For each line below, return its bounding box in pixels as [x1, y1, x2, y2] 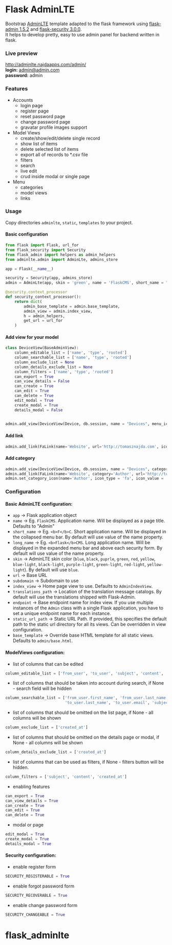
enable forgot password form [12, 883, 75, 889]
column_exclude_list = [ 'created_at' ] [5, 725, 88, 730]
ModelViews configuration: [5, 649, 65, 655]
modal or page [12, 822, 44, 828]
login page [20, 102, 43, 108]
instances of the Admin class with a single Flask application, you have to [12, 605, 164, 611]
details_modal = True [5, 841, 52, 846]
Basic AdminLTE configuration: [5, 500, 73, 507]
